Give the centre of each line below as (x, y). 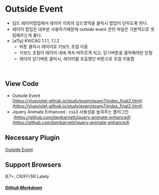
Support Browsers (33, 165)
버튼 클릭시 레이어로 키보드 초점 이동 (54, 46)
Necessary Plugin (32, 138)
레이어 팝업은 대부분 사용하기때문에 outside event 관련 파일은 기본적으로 (80, 29)
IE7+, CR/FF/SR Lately (27, 176)
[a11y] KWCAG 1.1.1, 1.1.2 (36, 40)
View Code (22, 84)
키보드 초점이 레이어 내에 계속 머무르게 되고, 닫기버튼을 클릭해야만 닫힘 (86, 53)
